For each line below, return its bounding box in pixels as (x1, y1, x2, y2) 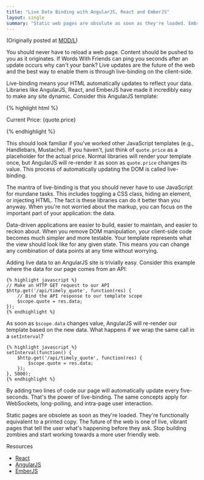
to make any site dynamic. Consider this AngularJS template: (6, 92, 158, 100)
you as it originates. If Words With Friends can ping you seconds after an (6, 55, 188, 63)
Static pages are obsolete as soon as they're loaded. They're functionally (6, 411, 189, 419)
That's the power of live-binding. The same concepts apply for (30, 393, 188, 401)
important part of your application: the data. (6, 210, 116, 217)
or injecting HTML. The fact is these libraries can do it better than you (6, 197, 180, 204)
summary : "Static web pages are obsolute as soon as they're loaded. (6, 20, 186, 26)
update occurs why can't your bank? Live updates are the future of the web (6, 61, 195, 69)
